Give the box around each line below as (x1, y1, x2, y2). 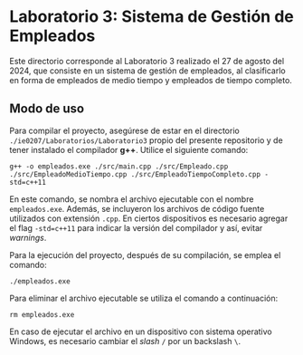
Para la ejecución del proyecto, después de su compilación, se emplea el (9, 249, 281, 260)
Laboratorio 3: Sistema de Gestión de (9, 6, 294, 27)
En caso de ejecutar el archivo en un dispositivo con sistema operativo (9, 326, 273, 337)
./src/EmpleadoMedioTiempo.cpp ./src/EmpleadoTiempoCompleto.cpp (9, 169, 260, 178)
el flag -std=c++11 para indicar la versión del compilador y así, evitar (9, 222, 263, 233)
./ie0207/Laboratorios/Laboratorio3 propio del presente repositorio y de (9, 134, 283, 146)
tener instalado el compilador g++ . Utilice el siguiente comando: (9, 144, 249, 155)
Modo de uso (9, 101, 84, 117)
